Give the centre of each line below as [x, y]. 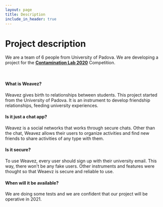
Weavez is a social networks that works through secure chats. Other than [80, 128]
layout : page [19, 10]
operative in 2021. [24, 199]
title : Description [25, 14]
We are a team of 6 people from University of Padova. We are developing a [82, 57]
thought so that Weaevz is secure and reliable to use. [60, 171]
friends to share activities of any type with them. [55, 138]
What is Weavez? [24, 84]
